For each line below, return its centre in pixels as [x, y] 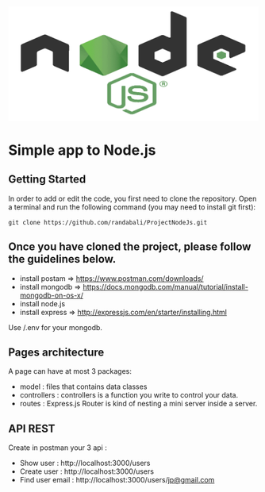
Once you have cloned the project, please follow [130, 247]
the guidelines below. [62, 259]
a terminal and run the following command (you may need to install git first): [132, 207]
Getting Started [47, 180]
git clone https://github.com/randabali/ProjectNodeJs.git [108, 222]
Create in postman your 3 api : [58, 448]
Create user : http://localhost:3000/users [87, 471]
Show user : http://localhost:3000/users [85, 463]
